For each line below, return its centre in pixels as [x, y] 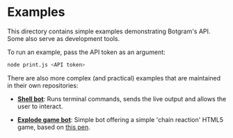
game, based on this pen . [54, 127]
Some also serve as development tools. [64, 38]
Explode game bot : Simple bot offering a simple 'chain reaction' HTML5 [120, 119]
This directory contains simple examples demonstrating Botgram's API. [109, 31]
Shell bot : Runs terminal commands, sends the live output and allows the [122, 98]
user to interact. [40, 106]
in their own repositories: [43, 85]
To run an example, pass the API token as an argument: [86, 52]
